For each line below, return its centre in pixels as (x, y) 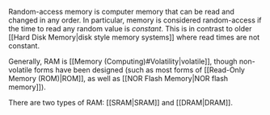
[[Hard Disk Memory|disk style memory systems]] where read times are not (134, 37)
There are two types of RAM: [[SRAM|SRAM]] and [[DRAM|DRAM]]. (120, 103)
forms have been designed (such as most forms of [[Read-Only (139, 70)
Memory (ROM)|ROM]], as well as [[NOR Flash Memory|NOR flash (118, 78)
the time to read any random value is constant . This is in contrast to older (130, 29)
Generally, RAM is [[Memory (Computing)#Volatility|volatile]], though (123, 61)
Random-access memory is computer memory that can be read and (121, 12)
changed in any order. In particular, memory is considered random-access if (135, 20)
